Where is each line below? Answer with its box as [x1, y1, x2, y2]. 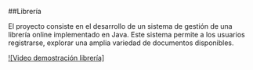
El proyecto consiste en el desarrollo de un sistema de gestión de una [8, 22, 233, 30]
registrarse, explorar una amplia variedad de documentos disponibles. [8, 38, 234, 47]
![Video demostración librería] [8, 54, 105, 62]
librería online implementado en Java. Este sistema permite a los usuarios [8, 30, 245, 39]
